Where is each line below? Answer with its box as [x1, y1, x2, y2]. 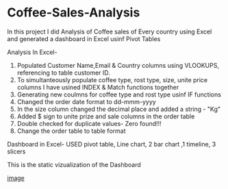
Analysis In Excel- [7, 48, 58, 56]
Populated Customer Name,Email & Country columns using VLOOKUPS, [16, 61, 219, 69]
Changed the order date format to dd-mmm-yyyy [16, 97, 156, 105]
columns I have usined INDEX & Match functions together [16, 83, 179, 91]
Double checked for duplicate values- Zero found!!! [16, 119, 162, 127]
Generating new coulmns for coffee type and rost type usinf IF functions [16, 90, 221, 99]
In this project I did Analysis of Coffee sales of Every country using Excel [7, 27, 212, 36]
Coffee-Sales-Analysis [7, 5, 140, 21]
